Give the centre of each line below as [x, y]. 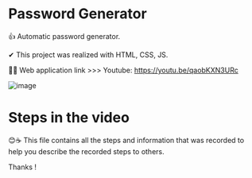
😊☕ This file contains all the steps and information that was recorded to [126, 140]
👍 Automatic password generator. [64, 36]
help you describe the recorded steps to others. [86, 151]
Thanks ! [23, 167]
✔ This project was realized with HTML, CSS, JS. [88, 54]
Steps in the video [69, 118]
